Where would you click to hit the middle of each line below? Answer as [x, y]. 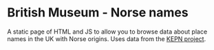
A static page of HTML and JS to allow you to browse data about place [107, 32]
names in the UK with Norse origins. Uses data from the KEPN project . [107, 38]
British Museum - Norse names [98, 13]
